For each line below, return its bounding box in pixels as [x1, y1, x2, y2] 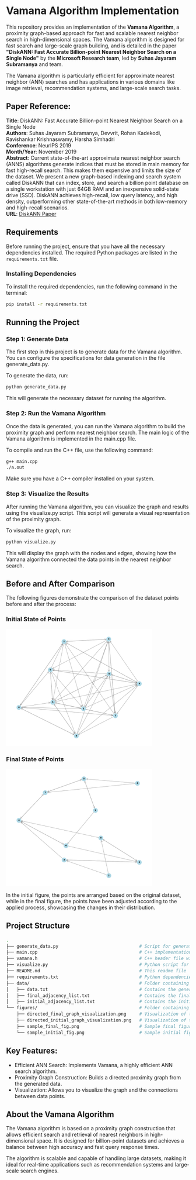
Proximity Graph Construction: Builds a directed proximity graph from [14, 1074, 181, 1081]
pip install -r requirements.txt [6, 301, 87, 307]
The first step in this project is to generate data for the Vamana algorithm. [6, 348, 183, 355]
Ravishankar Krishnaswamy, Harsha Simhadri [6, 136, 115, 143]
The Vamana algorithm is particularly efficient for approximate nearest [6, 72, 175, 79]
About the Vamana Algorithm [6, 1109, 114, 1119]
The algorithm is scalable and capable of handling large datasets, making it [6, 1155, 187, 1162]
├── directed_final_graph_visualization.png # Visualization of [16, 1011, 187, 1017]
